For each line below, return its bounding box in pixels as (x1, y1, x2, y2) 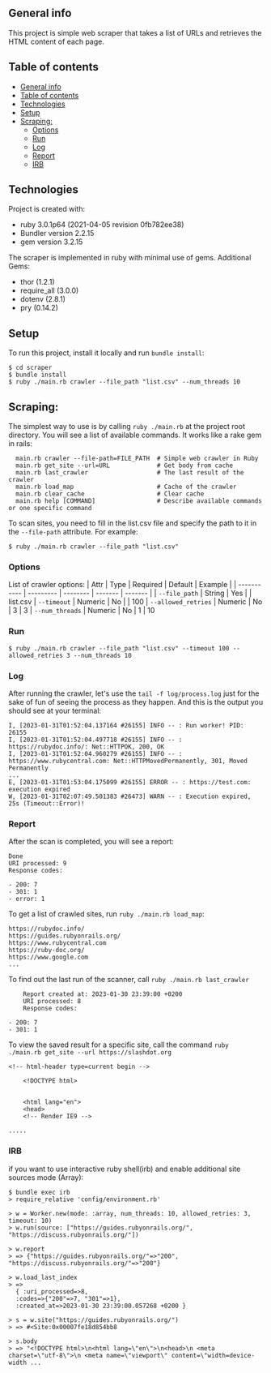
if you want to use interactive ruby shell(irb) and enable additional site (8, 1164, 241, 1173)
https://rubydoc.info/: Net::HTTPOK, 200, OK (8, 742, 164, 751)
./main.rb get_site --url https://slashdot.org (8, 1049, 172, 1057)
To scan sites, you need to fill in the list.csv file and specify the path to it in (8, 518, 257, 528)
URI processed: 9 (8, 860, 67, 868)
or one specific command (8, 504, 92, 513)
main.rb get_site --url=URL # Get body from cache (15, 461, 233, 470)
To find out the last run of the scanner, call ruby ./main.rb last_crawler (8, 975, 249, 985)
